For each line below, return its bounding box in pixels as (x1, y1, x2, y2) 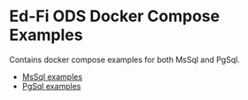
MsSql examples (21, 71, 82, 81)
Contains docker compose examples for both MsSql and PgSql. (9, 54, 241, 65)
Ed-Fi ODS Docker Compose (9, 6, 220, 27)
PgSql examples (21, 81, 81, 91)
